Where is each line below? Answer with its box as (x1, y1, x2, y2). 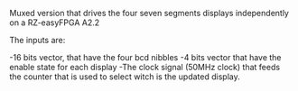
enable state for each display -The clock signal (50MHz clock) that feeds (9, 62, 281, 72)
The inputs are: (9, 35, 66, 45)
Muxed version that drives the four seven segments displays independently (9, 8, 289, 18)
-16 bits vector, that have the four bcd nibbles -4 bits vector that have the (9, 52, 282, 62)
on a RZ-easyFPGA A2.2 (9, 17, 100, 28)
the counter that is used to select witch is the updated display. (9, 71, 241, 82)
